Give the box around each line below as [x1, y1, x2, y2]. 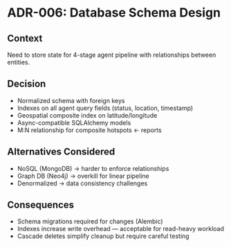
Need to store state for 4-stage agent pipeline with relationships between [7, 51, 216, 59]
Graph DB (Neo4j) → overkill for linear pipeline [17, 172, 150, 180]
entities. [7, 58, 30, 66]
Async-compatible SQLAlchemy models [17, 118, 131, 127]
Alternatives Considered [7, 146, 115, 158]
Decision [7, 78, 46, 90]
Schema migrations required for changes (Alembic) [17, 217, 164, 226]
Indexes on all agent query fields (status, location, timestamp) [17, 104, 194, 112]
